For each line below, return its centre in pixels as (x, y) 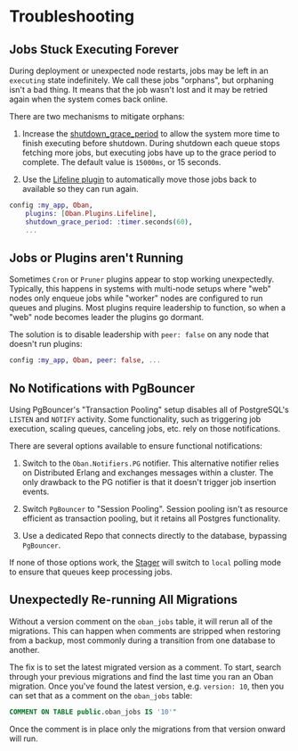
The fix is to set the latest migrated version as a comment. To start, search (145, 667)
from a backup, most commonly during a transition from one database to (142, 640)
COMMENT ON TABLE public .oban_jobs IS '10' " (93, 712)
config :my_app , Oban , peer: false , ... (85, 360)
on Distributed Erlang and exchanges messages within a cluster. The (148, 473)
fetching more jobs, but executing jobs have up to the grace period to (149, 153)
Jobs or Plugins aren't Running (97, 257)
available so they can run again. (81, 189)
